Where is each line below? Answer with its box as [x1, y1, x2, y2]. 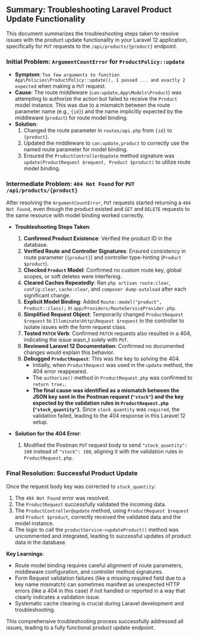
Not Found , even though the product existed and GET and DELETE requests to [6, 206, 190, 213]
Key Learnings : [6, 550, 45, 557]
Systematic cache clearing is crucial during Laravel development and [14, 599, 184, 607]
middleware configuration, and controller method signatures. [14, 568, 163, 575]
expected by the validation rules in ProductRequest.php [32, 399, 169, 407]
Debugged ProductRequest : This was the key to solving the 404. [23, 355, 181, 362]
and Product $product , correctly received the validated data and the [14, 513, 181, 520]
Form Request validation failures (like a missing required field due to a [14, 574, 186, 582]
